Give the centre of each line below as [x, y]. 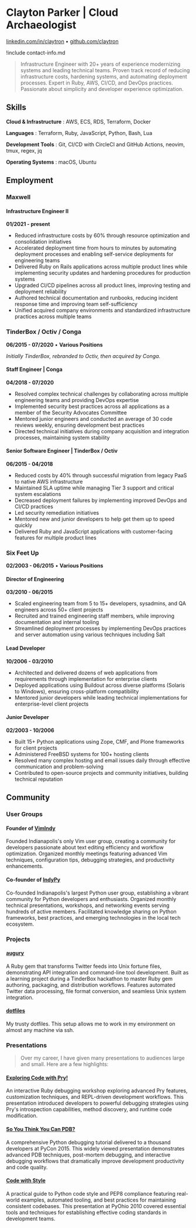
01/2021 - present [28, 224]
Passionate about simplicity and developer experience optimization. [102, 89]
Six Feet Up [23, 553]
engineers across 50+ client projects [59, 610]
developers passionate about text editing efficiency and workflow [85, 848]
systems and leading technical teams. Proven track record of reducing [105, 70]
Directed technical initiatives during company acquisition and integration [102, 431]
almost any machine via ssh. [40, 1030]
